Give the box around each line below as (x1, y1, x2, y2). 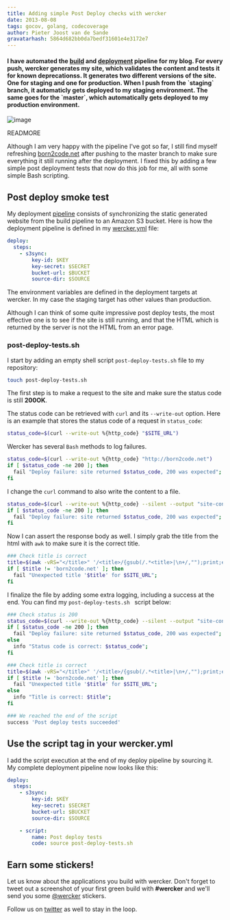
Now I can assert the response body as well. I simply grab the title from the (7, 532, 219, 541)
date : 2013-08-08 (7, 16, 57, 23)
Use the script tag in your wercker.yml (7, 738, 173, 750)
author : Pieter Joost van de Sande (7, 29, 109, 36)
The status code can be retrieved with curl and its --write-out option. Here (7, 410, 221, 418)
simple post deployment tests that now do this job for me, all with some (7, 164, 208, 172)
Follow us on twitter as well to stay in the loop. (7, 905, 138, 913)
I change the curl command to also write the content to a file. (7, 487, 181, 495)
